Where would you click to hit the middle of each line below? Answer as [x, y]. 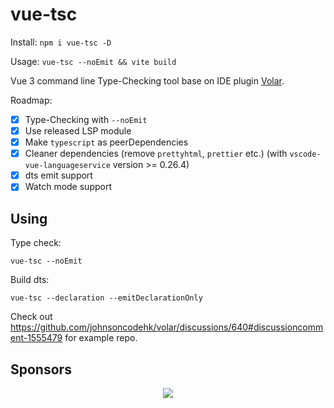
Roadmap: [31, 100]
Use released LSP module [78, 131]
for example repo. [101, 338]
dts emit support [58, 175]
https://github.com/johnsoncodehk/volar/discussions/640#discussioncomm [167, 327]
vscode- [305, 154]
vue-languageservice [67, 166]
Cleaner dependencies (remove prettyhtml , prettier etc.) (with [156, 154]
